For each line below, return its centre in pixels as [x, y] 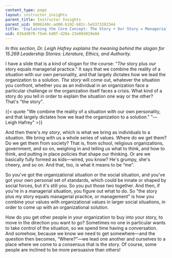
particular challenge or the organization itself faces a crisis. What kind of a [84, 91]
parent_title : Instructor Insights [43, 19]
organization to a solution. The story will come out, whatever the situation [83, 80]
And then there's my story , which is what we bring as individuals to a [78, 132]
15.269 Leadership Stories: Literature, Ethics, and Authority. [68, 54]
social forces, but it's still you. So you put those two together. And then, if [83, 185]
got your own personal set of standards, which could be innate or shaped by [86, 180]
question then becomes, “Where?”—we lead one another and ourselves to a [85, 239]
